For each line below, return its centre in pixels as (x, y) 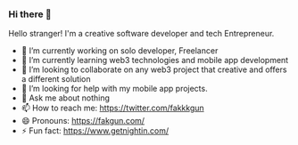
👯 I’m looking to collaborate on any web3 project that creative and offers (154, 69)
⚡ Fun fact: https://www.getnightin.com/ (95, 131)
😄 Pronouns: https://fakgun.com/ (83, 121)
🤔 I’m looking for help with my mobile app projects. (114, 89)
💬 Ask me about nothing (66, 98)
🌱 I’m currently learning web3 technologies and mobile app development (155, 60)
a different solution (56, 79)
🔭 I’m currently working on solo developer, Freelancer (120, 51)
